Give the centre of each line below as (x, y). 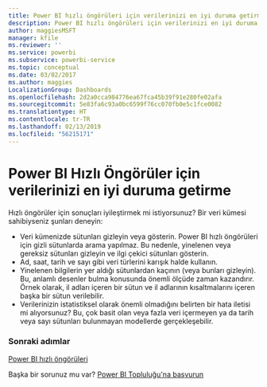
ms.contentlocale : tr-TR (49, 119)
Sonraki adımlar (39, 342)
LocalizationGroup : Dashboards (60, 90)
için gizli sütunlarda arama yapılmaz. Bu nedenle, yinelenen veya (125, 244)
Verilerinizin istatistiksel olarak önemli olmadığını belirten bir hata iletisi (135, 304)
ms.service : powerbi (43, 53)
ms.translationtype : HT (48, 112)
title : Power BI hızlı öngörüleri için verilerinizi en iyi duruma (122, 16)
